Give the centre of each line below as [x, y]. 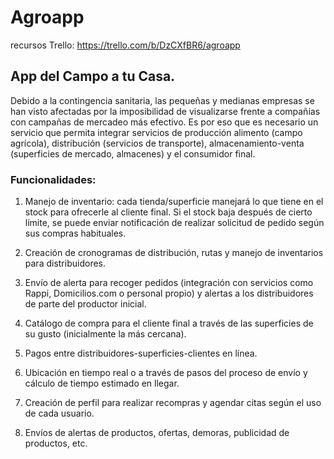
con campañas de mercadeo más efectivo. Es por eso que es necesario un [164, 122]
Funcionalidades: [53, 179]
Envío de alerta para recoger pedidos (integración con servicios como [169, 283]
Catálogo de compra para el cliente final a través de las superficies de [169, 323]
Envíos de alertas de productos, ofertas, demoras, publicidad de [157, 433]
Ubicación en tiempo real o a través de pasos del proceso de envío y [166, 373]
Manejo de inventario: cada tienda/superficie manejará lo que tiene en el [174, 202]
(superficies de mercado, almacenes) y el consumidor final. [133, 153]
